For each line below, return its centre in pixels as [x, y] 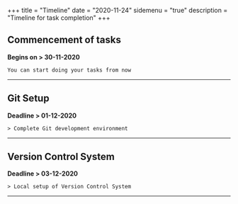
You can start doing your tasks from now [69, 70]
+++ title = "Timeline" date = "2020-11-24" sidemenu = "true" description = [118, 10]
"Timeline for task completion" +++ [59, 18]
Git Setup [28, 98]
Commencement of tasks [64, 40]
